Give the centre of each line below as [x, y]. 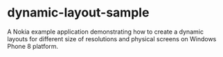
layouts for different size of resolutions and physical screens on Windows [112, 38]
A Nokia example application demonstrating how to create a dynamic [106, 32]
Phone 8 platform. [33, 46]
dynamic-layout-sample [78, 13]
